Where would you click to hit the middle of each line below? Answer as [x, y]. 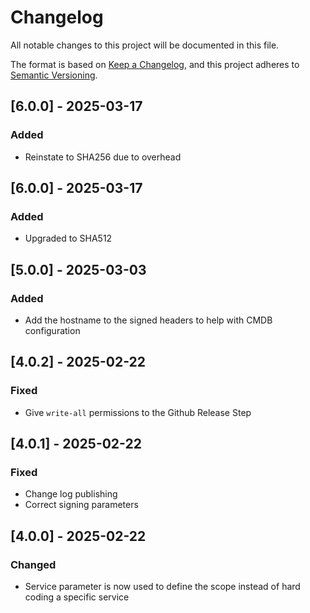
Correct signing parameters [81, 505]
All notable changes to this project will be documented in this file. [145, 45]
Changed [33, 564]
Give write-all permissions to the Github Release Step [138, 412]
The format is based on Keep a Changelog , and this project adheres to [155, 64]
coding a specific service [77, 597]
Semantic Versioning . [54, 75]
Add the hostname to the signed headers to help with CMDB [148, 320]
